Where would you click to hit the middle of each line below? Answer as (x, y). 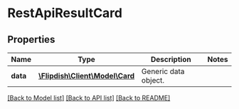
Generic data (163, 71)
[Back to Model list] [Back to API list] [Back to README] (89, 98)
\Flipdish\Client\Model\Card (86, 76)
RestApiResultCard (65, 13)
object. (153, 80)
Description (171, 59)
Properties (31, 40)
